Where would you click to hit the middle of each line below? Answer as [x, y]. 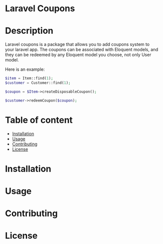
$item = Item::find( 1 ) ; [29, 79]
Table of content [39, 120]
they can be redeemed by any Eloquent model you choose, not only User [78, 55]
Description [29, 31]
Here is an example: [25, 69]
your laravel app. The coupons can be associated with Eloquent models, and [82, 50]
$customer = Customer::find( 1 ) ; [38, 83]
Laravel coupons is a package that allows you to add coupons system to [77, 44]
